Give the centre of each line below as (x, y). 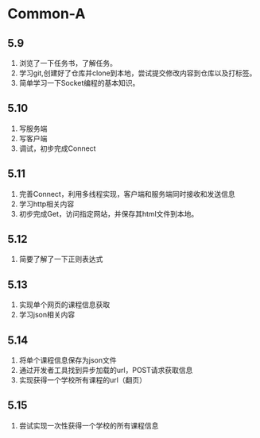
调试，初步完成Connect (57, 148)
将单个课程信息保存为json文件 (68, 360)
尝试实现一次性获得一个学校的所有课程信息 (89, 425)
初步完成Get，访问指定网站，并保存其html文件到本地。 (109, 213)
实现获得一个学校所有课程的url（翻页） (82, 380)
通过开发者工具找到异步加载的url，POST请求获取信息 (106, 371)
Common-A (47, 14)
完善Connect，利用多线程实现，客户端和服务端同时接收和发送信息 (127, 194)
